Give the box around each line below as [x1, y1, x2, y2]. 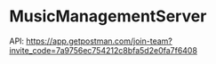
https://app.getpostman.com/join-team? [26, 36, 173, 46]
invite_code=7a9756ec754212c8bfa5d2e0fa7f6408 [9, 44, 198, 55]
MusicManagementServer [9, 6, 207, 27]
